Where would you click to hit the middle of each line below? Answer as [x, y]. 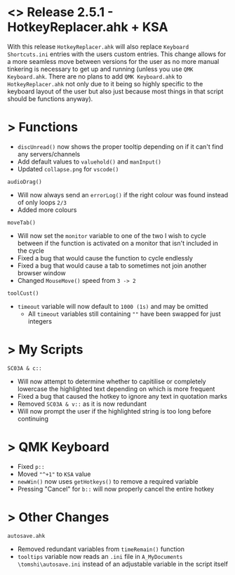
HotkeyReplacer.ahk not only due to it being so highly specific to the [105, 84]
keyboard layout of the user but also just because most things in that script [115, 91]
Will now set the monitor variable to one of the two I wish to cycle [112, 235]
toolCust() [23, 293]
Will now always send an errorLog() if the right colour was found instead [123, 194]
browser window [42, 273]
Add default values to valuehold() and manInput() [89, 161]
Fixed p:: [31, 466]
